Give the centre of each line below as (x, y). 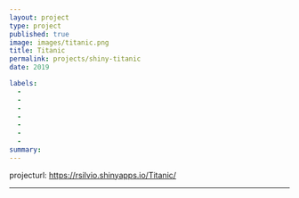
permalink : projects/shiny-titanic (75, 59)
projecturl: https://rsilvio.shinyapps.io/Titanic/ (93, 175)
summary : (25, 150)
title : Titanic (37, 51)
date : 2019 (29, 68)
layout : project (39, 17)
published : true (39, 34)
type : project (36, 26)
